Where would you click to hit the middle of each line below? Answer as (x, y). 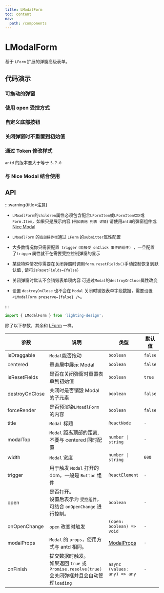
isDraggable (21, 355)
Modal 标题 (61, 423)
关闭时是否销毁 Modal (74, 391)
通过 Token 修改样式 (29, 151)
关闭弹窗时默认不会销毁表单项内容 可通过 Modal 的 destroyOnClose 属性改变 (85, 280)
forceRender (22, 410)
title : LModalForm (24, 10)
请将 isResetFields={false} (52, 270)
